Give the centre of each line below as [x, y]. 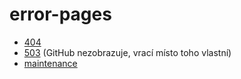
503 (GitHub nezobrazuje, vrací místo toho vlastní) [127, 52]
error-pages [60, 14]
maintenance [50, 63]
